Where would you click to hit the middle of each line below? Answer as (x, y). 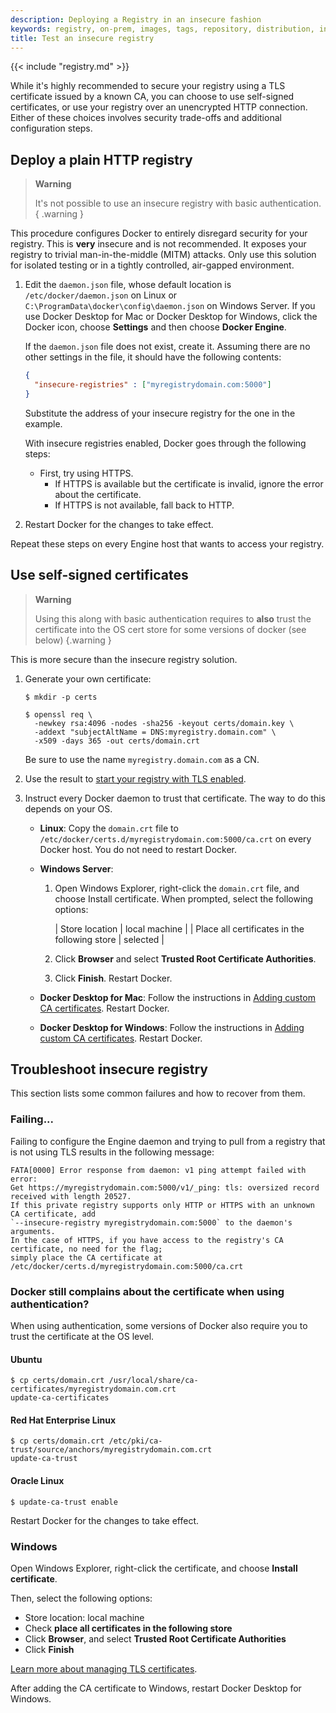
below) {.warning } (73, 640)
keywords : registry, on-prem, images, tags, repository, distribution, (162, 29)
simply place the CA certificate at (86, 1257)
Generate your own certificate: (88, 678)
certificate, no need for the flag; (86, 1249)
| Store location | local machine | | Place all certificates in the (179, 928)
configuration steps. (51, 128)
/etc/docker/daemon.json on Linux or (101, 295)
